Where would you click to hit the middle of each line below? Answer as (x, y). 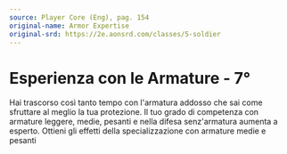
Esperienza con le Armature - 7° (130, 78)
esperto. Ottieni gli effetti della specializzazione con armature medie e (138, 131)
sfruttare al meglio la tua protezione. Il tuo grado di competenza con (134, 112)
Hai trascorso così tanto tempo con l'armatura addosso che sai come (136, 102)
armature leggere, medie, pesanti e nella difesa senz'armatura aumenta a (143, 122)
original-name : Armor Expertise (69, 26)
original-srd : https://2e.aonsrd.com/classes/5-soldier (115, 34)
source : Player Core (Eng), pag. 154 (79, 17)
